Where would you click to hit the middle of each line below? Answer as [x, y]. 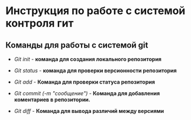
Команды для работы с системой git [77, 45]
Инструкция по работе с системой [96, 11]
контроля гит [40, 23]
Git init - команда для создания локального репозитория [88, 59]
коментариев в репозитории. [52, 99]
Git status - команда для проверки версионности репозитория [95, 71]
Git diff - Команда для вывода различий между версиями [89, 111]
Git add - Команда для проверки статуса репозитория [84, 82]
